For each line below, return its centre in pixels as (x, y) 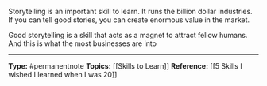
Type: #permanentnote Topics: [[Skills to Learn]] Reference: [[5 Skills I (125, 66)
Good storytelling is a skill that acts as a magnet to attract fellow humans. (128, 35)
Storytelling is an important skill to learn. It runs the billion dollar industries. (130, 11)
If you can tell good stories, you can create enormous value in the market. (129, 20)
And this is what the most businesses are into (83, 43)
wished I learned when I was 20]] (63, 75)
